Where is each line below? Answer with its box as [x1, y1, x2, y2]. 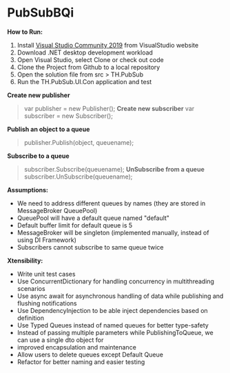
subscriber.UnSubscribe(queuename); [23, 172, 133, 181]
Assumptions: [7, 185, 49, 194]
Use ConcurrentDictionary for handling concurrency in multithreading [17, 277, 215, 285]
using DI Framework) [17, 236, 77, 244]
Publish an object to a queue [7, 125, 90, 133]
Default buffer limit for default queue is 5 [17, 221, 133, 229]
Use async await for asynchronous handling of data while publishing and [17, 292, 224, 300]
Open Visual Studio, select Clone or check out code [17, 55, 164, 63]
